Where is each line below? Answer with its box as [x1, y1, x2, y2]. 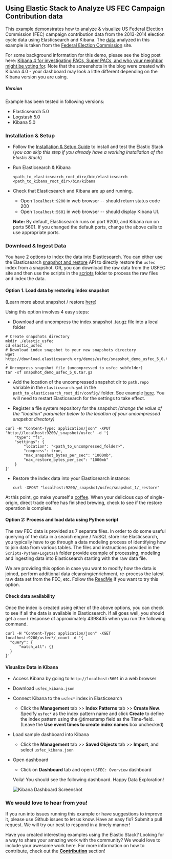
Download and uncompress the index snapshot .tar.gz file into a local [12, 319, 159, 325]
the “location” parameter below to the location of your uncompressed [12, 410, 160, 416]
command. [5, 621, 28, 627]
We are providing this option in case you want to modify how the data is [5, 565, 157, 571]
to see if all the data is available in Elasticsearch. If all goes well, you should [5, 610, 165, 616]
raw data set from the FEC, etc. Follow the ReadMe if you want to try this [5, 576, 159, 582]
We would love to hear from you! [5, 799, 88, 806]
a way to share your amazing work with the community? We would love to [5, 837, 161, 843]
